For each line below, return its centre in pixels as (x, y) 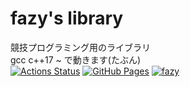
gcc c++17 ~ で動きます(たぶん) (76, 59)
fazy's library (67, 18)
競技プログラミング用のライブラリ (80, 47)
